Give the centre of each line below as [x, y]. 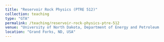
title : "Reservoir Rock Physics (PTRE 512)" [51, 9]
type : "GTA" [17, 18]
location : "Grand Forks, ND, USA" [41, 32]
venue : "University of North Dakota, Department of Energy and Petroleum [82, 28]
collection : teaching [27, 14]
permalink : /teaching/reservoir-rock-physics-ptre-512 [62, 23]
